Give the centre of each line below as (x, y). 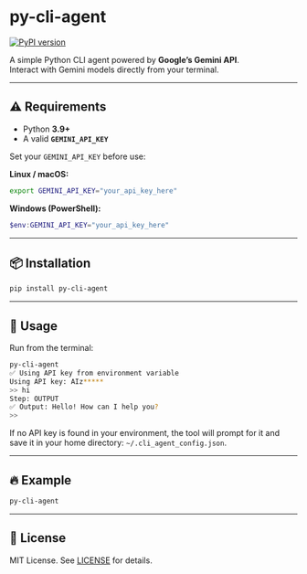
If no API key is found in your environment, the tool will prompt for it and (145, 433)
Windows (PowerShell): (55, 208)
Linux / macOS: (39, 174)
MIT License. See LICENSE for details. (81, 560)
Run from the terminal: (52, 348)
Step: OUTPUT (34, 399)
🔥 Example (41, 480)
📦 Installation (50, 263)
